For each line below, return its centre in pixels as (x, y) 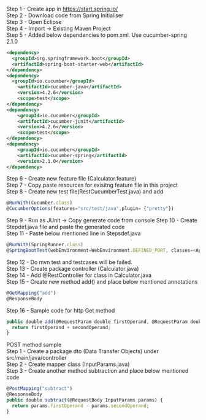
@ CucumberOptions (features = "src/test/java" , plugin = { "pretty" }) (90, 209)
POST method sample (34, 345)
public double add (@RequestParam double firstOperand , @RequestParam (97, 322)
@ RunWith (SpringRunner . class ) (45, 245)
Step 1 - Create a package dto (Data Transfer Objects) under (83, 351)
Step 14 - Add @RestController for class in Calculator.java (79, 275)
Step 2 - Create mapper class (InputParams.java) (68, 364)
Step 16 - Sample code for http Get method (61, 310)
